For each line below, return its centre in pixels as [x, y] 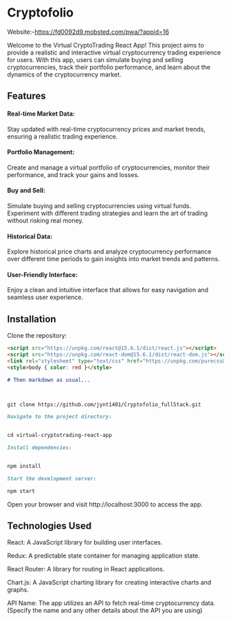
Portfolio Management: [41, 152]
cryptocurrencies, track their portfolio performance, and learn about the [109, 67]
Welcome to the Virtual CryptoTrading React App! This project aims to [106, 45]
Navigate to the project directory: [59, 417]
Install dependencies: [40, 448]
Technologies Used [49, 526]
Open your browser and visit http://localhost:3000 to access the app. [105, 504]
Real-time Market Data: [41, 113]
